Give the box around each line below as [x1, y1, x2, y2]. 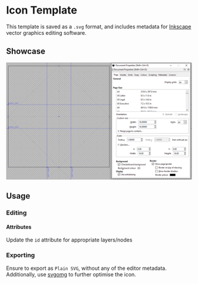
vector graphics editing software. [6, 29, 87, 36]
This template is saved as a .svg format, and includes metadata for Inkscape [6, 23, 192, 30]
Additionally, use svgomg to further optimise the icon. [6, 270, 137, 278]
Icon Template [6, 4, 78, 17]
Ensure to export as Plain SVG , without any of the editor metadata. [6, 265, 167, 272]
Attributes [6, 223, 32, 230]
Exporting [6, 251, 35, 259]
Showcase [6, 47, 46, 57]
